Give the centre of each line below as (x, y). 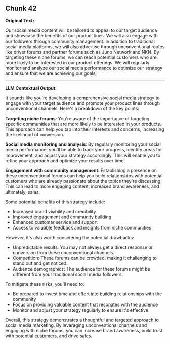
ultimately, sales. (23, 192)
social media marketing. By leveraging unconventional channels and (76, 325)
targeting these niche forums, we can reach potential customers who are (81, 57)
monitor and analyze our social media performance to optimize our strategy (84, 68)
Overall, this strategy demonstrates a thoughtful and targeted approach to (82, 320)
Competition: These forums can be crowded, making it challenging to (84, 258)
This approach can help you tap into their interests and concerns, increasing (85, 129)
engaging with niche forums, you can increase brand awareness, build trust (84, 330)
